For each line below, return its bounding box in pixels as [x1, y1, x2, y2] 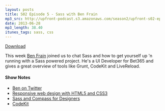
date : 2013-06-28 [5, 21, 41, 26]
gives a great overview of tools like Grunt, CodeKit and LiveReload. [5, 63, 140, 69]
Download [5, 44, 26, 49]
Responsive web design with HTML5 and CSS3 [12, 90, 108, 96]
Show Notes [5, 74, 30, 80]
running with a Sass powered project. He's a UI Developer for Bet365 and [5, 58, 154, 64]
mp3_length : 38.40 [5, 25, 43, 30]
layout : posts [5, 7, 34, 12]
